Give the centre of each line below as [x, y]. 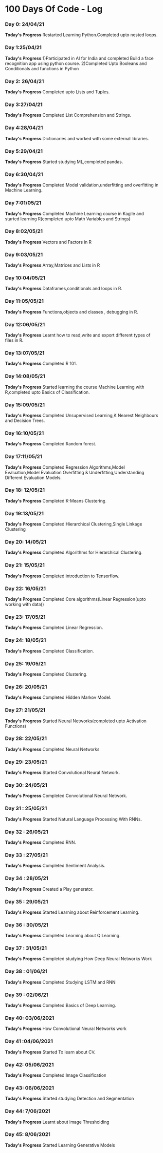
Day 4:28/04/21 [24, 128]
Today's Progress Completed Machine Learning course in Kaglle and [75, 213]
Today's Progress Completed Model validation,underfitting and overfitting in [82, 185]
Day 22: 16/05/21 [26, 588]
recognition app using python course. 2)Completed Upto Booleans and [76, 63]
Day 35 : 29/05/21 [27, 901]
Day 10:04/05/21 [25, 278]
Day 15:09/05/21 [25, 405]
